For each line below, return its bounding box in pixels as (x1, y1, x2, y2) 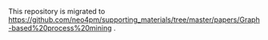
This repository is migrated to (8, 7, 106, 16)
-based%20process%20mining (8, 24, 112, 32)
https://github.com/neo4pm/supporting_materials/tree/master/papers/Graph (8, 15, 260, 24)
